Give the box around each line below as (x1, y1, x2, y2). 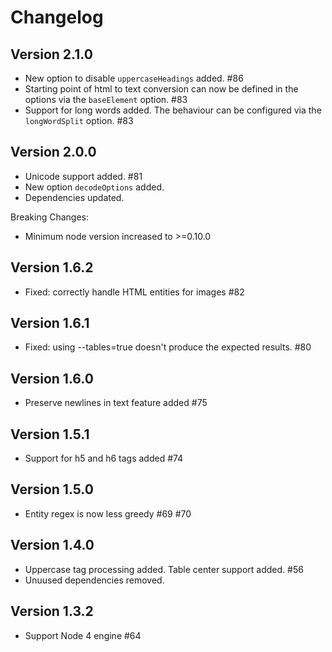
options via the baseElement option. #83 (24, 94, 188, 105)
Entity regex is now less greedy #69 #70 (24, 507, 192, 520)
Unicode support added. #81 (24, 170, 143, 182)
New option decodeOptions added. (24, 181, 165, 193)
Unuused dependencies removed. (24, 574, 165, 586)
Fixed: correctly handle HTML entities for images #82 (24, 286, 245, 298)
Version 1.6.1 (10, 315, 90, 332)
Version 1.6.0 (10, 370, 94, 387)
